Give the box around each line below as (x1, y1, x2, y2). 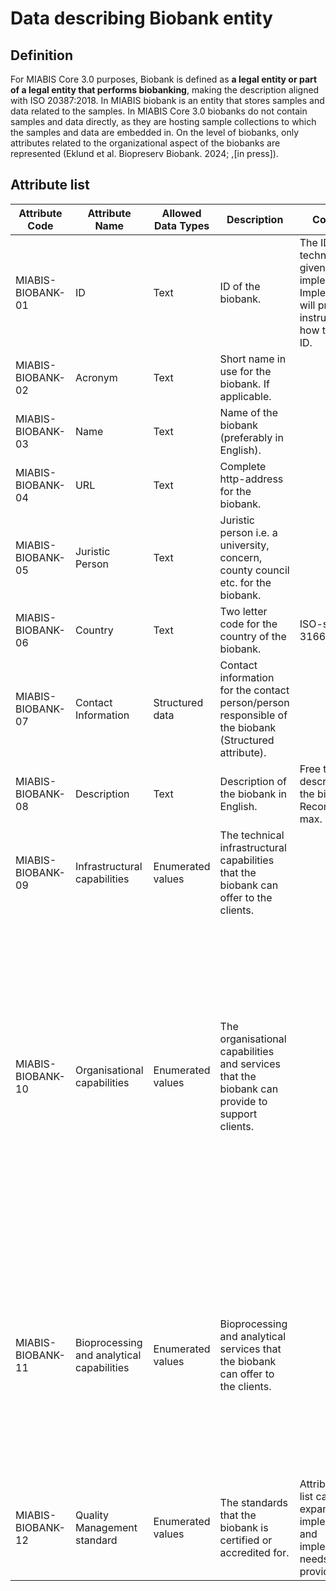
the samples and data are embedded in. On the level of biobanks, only (10, 127, 300, 138)
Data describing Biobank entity (10, 7, 273, 30)
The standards (219, 1495, 288, 1509)
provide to (219, 1094, 268, 1108)
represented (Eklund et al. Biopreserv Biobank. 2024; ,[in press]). (10, 148, 279, 159)
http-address (219, 472, 284, 486)
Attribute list (10, 177, 90, 194)
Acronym (74, 370, 118, 384)
